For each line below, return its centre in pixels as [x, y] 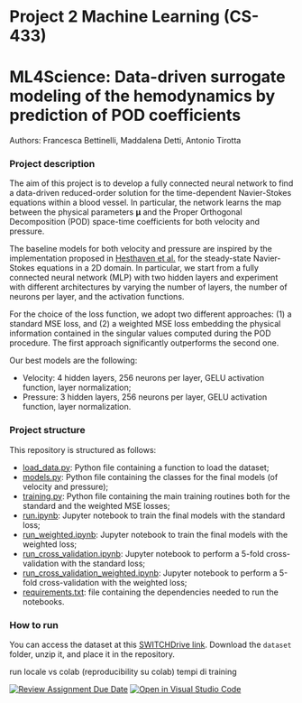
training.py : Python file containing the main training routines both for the [156, 496]
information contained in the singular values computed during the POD [141, 333]
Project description [52, 164]
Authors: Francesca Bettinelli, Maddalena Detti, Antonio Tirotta [125, 141]
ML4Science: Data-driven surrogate [147, 77]
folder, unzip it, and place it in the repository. [92, 654]
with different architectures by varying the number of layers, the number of [148, 287]
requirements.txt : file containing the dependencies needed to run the [151, 592]
